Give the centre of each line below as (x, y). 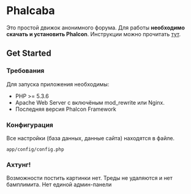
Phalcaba (31, 11)
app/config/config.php (35, 149)
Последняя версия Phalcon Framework (66, 109)
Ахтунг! (19, 165)
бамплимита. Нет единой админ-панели (59, 185)
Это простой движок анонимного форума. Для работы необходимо (95, 28)
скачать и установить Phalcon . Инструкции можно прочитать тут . (94, 34)
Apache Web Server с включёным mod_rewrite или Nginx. (90, 102)
